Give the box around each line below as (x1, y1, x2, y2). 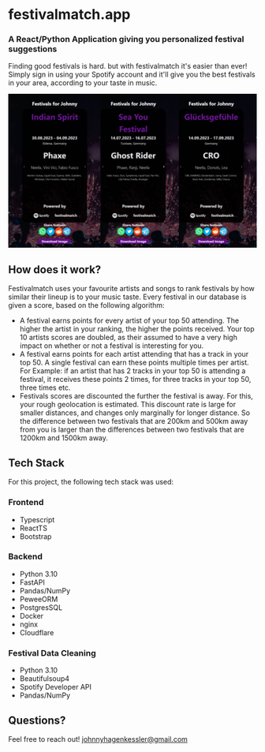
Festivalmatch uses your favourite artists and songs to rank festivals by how (8, 284, 255, 294)
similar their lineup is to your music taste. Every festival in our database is (8, 292, 247, 301)
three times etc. (19, 383, 71, 392)
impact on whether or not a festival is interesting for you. (19, 341, 204, 350)
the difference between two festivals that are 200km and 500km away (19, 417, 248, 426)
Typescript (19, 514, 55, 524)
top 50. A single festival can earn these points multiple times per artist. (19, 357, 250, 368)
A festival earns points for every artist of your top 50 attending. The (19, 316, 239, 325)
